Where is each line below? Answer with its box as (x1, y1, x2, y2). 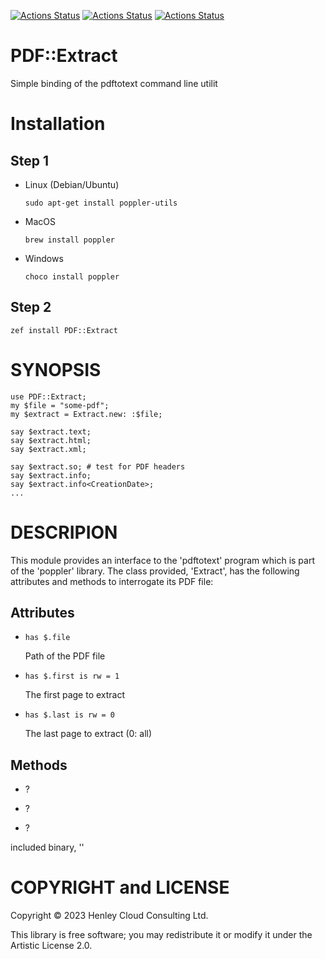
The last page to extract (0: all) (24, 728, 153, 740)
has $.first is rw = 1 (24, 671, 120, 682)
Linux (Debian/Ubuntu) (24, 178, 120, 190)
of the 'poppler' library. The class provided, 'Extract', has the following (10, 565, 300, 577)
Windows (24, 252, 64, 264)
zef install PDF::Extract (10, 325, 118, 335)
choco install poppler (24, 271, 120, 282)
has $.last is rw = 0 (24, 710, 115, 720)
